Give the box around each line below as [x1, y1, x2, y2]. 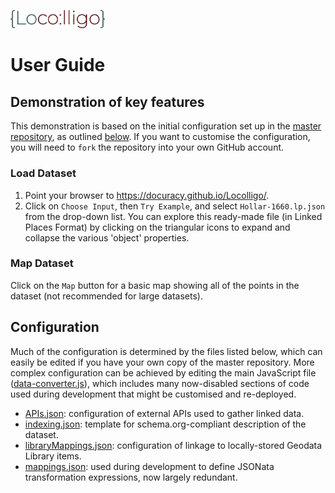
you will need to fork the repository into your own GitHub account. [10, 141, 285, 154]
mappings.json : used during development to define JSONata [24, 460, 275, 472]
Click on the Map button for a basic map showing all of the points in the [10, 279, 300, 291]
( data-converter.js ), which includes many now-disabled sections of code [10, 377, 310, 389]
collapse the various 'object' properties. [24, 231, 190, 244]
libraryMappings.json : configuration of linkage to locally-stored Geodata [24, 439, 323, 451]
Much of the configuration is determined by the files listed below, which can [10, 345, 323, 357]
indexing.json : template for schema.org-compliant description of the [24, 418, 307, 430]
